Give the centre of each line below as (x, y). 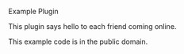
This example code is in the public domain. (78, 41)
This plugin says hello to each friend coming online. (92, 26)
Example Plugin (34, 11)
